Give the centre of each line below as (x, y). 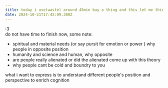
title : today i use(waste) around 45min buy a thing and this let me (79, 10)
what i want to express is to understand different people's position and (78, 74)
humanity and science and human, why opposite (62, 54)
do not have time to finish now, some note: (49, 34)
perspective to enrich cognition (37, 80)
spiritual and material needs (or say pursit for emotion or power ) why (84, 43)
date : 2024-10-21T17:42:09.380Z (39, 14)
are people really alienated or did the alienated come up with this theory (86, 59)
